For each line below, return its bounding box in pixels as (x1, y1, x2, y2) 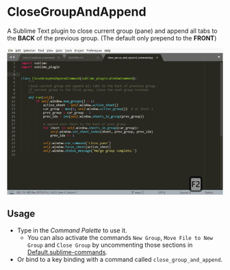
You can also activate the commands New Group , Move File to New (27, 233, 214, 241)
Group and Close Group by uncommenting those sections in (27, 241, 193, 249)
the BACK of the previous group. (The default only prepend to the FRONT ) (7, 33, 217, 42)
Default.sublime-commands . (27, 247, 108, 256)
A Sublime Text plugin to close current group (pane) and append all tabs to (7, 27, 218, 35)
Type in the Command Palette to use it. (16, 226, 128, 234)
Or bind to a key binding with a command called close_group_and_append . (16, 255, 223, 263)
